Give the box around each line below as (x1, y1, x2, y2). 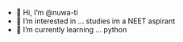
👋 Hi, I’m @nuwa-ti (15, 8, 78, 17)
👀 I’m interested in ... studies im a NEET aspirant (15, 16, 176, 26)
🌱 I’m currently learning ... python (15, 25, 127, 34)
